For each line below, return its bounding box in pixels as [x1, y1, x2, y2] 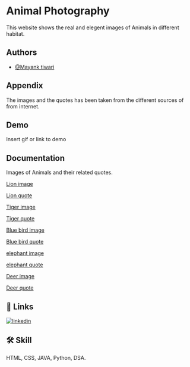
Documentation [6, 153, 65, 163]
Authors [6, 48, 37, 58]
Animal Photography [6, 4, 110, 18]
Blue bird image [6, 226, 45, 234]
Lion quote [6, 192, 33, 199]
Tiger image [6, 204, 36, 211]
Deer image [6, 273, 34, 280]
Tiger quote [6, 215, 35, 222]
